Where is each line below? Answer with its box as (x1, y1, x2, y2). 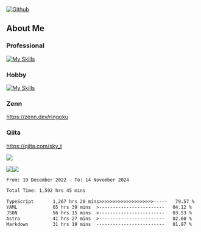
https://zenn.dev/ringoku (6, 113, 69, 121)
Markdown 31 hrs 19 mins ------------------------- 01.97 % (6, 221, 192, 227)
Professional (6, 41, 44, 50)
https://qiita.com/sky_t (6, 142, 62, 149)
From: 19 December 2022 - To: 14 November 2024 (6, 177, 130, 183)
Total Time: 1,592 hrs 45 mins (6, 188, 86, 194)
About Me (6, 23, 44, 33)
